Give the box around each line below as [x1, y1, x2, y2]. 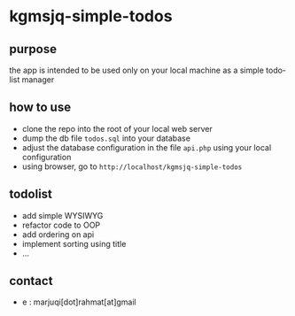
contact [9, 274, 53, 289]
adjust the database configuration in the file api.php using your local [21, 142, 272, 152]
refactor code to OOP [21, 220, 101, 230]
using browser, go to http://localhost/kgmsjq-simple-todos [21, 161, 243, 172]
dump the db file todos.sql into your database [21, 133, 190, 143]
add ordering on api [21, 228, 95, 240]
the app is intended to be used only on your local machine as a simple [9, 65, 264, 75]
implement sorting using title [21, 238, 127, 249]
